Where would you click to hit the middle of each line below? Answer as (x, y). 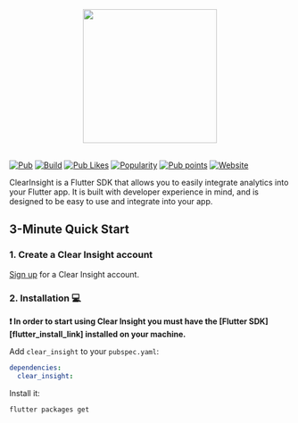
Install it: (25, 393)
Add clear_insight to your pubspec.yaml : (84, 351)
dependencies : (36, 368)
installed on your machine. (135, 334)
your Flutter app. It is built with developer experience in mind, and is (134, 192)
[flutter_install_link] (46, 334)
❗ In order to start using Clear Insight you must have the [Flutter (128, 321)
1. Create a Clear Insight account (81, 255)
